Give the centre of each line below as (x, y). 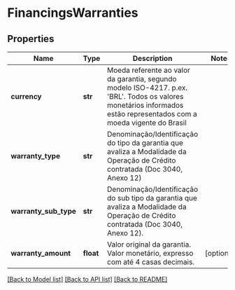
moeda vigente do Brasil (147, 123)
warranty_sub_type (44, 211)
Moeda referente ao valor (149, 70)
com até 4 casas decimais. (151, 262)
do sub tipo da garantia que (152, 198)
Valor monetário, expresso (150, 253)
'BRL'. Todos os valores (145, 96)
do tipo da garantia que (145, 143)
